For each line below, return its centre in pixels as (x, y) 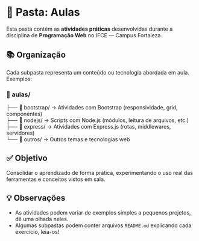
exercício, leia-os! (37, 231)
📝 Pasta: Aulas (43, 12)
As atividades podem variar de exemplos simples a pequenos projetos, (103, 212)
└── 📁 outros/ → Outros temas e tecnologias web (68, 139)
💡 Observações (36, 198)
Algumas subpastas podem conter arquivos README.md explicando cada (103, 225)
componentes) (24, 114)
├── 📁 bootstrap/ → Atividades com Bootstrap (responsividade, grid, (92, 108)
